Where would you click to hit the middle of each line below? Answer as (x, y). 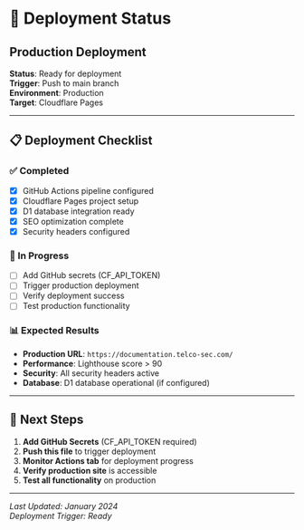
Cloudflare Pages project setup (81, 201)
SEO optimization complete (73, 221)
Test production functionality (76, 306)
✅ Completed (39, 171)
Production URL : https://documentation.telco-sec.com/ (128, 353)
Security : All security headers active (91, 373)
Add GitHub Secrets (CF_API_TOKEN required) (109, 441)
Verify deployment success (73, 296)
